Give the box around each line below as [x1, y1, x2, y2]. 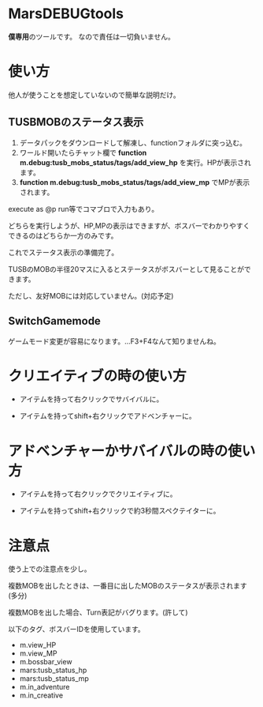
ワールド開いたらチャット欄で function [19, 148, 147, 157]
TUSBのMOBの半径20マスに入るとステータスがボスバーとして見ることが [8, 264, 245, 273]
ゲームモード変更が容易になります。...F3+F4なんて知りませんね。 [8, 337, 220, 346]
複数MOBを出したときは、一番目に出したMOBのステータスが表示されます [8, 581, 248, 591]
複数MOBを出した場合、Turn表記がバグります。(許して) [8, 607, 188, 617]
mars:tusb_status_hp [19, 665, 87, 675]
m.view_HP [19, 641, 57, 650]
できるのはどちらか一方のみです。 [8, 231, 118, 240]
